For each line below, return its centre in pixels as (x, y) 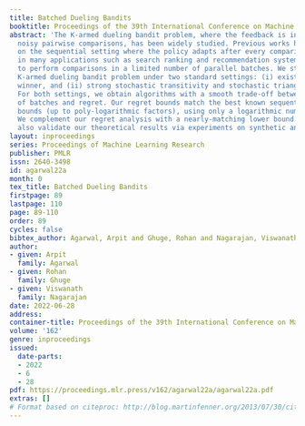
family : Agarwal (48, 264)
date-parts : (40, 356)
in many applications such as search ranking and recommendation (144, 60)
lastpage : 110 (36, 204)
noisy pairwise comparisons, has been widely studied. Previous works (154, 43)
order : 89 (28, 221)
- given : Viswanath (46, 289)
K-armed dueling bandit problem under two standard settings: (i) (146, 77)
